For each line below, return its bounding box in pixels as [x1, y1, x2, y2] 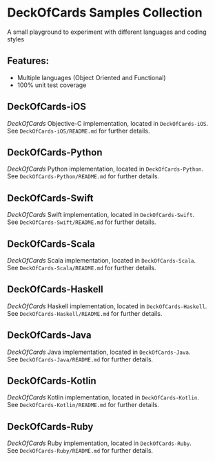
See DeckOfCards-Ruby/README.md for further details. [7, 446, 154, 455]
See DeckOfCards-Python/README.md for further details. [7, 172, 160, 180]
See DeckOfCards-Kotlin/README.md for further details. [7, 401, 160, 409]
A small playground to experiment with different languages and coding [7, 28, 207, 36]
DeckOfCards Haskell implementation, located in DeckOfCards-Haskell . [7, 302, 207, 310]
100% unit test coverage [17, 81, 87, 89]
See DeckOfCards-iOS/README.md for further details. [7, 126, 150, 135]
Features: [7, 55, 50, 67]
